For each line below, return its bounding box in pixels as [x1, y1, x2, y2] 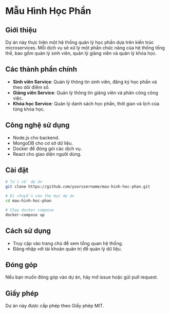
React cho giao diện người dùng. [12, 151, 82, 157]
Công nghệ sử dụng [5, 121, 70, 130]
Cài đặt [5, 166, 29, 175]
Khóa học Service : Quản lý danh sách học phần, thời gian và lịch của [12, 100, 160, 106]
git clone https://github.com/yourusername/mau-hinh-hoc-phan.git [5, 184, 150, 190]
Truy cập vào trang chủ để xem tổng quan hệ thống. [12, 240, 123, 246]
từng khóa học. [12, 106, 45, 112]
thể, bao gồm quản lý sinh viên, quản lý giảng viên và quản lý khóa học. [5, 50, 157, 56]
